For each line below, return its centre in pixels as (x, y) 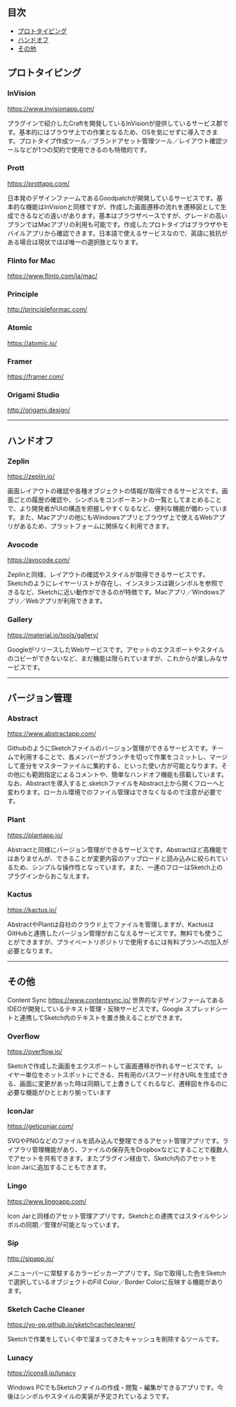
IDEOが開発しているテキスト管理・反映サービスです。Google (96, 1009)
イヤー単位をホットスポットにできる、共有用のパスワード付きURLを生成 (112, 1074)
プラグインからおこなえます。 (50, 876)
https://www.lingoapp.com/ (47, 1201)
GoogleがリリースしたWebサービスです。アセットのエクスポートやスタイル (116, 649)
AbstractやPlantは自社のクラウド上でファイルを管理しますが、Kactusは (111, 924)
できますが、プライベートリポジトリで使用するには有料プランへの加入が (124, 942)
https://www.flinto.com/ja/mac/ (53, 276)
